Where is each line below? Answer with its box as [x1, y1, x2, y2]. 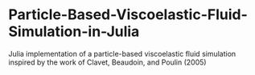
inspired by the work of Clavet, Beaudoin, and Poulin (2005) [8, 57, 207, 67]
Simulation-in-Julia [8, 22, 140, 41]
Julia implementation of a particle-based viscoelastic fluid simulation [8, 49, 236, 58]
